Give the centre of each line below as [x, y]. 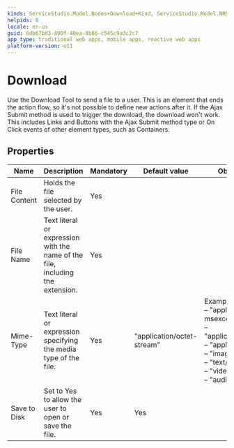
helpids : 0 [23, 20]
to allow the [63, 399]
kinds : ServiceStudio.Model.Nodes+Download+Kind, [81, 14]
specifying [61, 340]
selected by [63, 200]
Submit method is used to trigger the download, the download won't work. [114, 114]
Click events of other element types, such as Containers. [89, 129]
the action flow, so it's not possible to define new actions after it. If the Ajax [115, 107]
